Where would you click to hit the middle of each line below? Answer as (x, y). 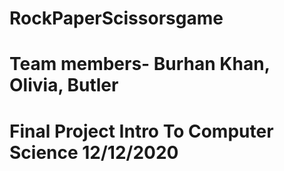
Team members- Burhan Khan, (140, 64)
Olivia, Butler (64, 85)
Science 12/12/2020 (94, 152)
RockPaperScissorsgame (116, 18)
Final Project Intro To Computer (141, 131)
